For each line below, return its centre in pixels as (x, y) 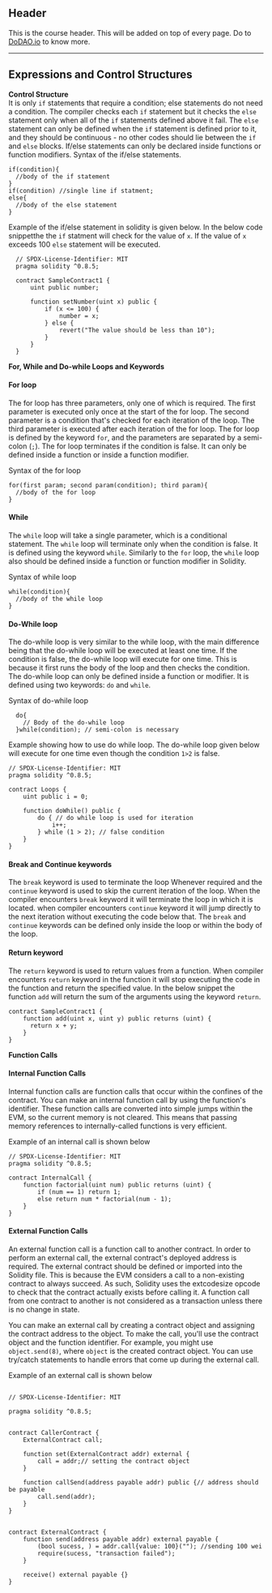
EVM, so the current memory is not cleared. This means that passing (123, 1117)
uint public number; (64, 287)
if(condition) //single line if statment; (81, 191)
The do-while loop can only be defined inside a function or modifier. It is (129, 676)
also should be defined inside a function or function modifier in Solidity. (127, 561)
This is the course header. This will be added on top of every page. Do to (130, 32)
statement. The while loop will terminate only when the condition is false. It (133, 544)
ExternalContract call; (63, 1440)
